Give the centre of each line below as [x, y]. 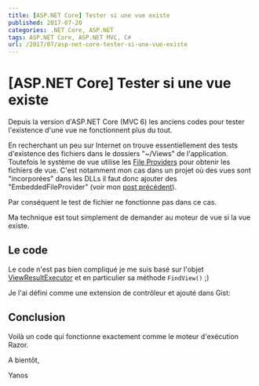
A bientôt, [24, 360]
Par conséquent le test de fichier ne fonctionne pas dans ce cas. [113, 202]
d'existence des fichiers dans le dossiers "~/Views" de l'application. [119, 154]
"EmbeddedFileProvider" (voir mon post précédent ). [92, 187]
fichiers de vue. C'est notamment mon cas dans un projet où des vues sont [129, 170]
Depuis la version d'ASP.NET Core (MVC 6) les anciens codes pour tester [126, 122]
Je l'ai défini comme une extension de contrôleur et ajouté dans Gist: [119, 293]
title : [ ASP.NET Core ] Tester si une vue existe [89, 15]
